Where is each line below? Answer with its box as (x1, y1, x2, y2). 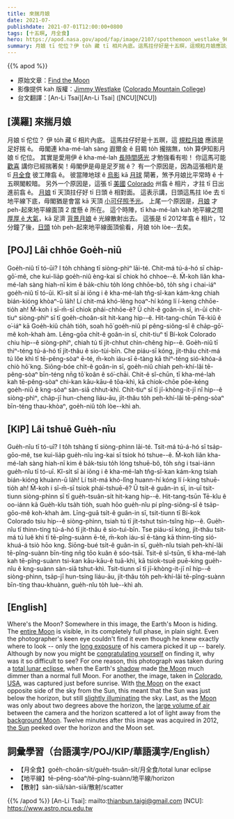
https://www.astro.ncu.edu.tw (7, 804, 93, 813)
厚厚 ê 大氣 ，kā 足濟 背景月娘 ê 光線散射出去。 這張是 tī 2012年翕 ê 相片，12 (7, 214, 226, 222)
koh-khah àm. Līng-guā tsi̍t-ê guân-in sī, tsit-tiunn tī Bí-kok (31, 509, 201, 517)
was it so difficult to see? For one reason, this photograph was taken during (7, 657, 224, 666)
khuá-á (7, 541, 28, 549)
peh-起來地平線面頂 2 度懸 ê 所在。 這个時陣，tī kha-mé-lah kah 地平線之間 (7, 205, 224, 213)
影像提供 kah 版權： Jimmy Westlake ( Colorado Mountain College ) (17, 85, 206, 93)
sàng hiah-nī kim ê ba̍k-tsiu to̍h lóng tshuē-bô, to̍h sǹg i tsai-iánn (29, 459, 215, 468)
